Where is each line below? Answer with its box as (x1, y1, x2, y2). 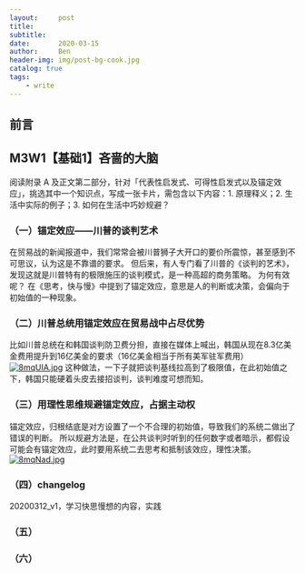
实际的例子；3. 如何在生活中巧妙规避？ (25, 199, 171, 210)
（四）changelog (9, 478, 86, 491)
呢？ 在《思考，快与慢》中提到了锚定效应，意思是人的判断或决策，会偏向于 (9, 281, 290, 292)
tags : (9, 73, 30, 82)
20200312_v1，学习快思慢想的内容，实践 (9, 501, 162, 512)
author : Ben (9, 47, 71, 56)
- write (25, 81, 54, 90)
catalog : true (9, 65, 64, 74)
